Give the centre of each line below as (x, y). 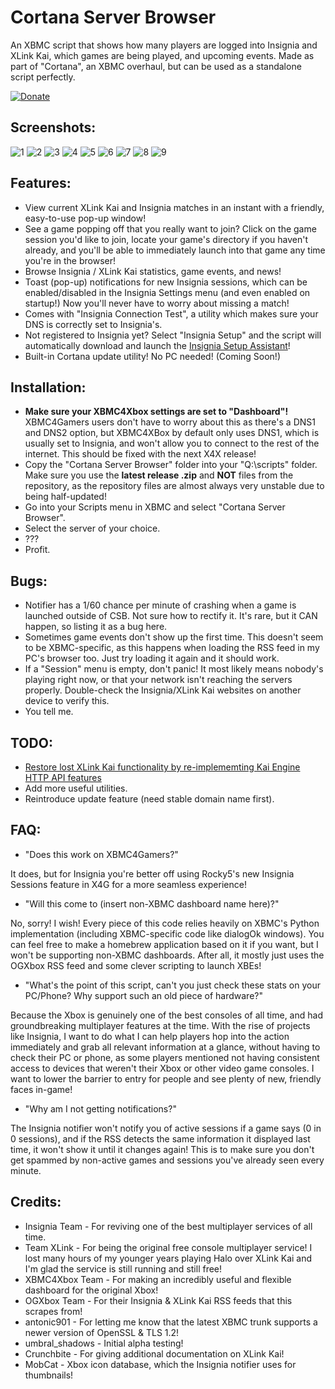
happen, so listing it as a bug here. (96, 627)
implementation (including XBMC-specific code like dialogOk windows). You (167, 933)
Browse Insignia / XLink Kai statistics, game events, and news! (153, 271)
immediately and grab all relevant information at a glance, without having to (165, 1047)
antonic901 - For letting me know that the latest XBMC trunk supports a (171, 1322)
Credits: (36, 1202)
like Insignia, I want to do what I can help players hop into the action (150, 1036)
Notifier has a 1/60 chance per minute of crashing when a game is (160, 605)
